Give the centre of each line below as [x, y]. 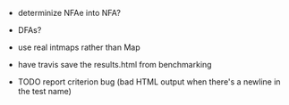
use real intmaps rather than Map [79, 47]
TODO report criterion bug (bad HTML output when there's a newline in [149, 82]
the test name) [44, 91]
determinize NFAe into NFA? [69, 13]
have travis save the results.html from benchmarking [115, 65]
